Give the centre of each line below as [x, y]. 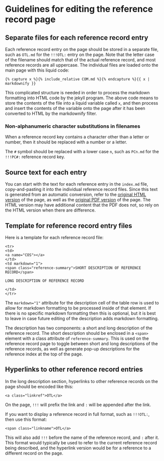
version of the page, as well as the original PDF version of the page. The [78, 200]
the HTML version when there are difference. [50, 210]
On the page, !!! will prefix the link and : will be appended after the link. [78, 405]
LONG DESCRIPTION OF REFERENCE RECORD [45, 281]
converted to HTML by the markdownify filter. [51, 113]
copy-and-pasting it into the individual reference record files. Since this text [81, 190]
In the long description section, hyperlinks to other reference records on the [82, 381]
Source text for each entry [46, 172]
